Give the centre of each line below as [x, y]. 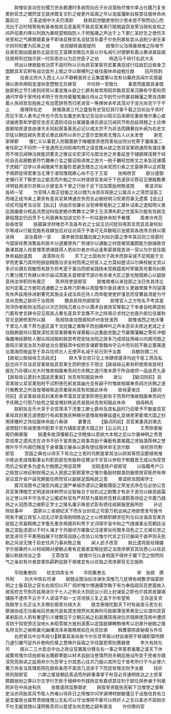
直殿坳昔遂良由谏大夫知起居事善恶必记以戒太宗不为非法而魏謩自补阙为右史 [83, 128]
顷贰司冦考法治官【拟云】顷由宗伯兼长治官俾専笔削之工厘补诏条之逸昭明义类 [85, 205]
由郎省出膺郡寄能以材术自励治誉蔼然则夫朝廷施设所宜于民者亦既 [99, 655]
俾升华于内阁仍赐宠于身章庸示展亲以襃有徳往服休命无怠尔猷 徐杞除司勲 [84, 447]
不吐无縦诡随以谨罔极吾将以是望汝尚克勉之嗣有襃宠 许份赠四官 [75, 706]
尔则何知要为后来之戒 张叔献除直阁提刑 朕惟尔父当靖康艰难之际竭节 [84, 46]
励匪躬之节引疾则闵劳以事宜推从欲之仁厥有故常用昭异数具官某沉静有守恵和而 [85, 90]
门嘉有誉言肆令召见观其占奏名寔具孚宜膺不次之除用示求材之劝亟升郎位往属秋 [85, 313]
